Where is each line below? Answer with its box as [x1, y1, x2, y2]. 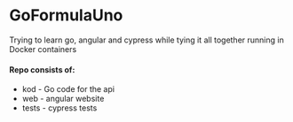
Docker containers [9, 43, 77, 54]
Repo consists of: [9, 64, 75, 75]
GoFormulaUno [9, 5, 123, 26]
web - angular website [21, 94, 105, 104]
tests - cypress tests [21, 103, 98, 113]
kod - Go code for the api [21, 84, 115, 95]
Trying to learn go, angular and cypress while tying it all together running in [9, 34, 284, 45]
